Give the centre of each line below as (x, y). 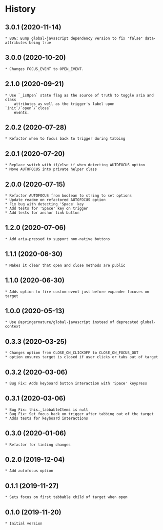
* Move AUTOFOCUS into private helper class (51, 169)
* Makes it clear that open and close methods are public (65, 265)
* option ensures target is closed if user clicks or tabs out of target (82, 357)
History (20, 9)
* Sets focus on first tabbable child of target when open (66, 497)
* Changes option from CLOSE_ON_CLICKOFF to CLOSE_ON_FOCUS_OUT (72, 353)
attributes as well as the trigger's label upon (64, 104)
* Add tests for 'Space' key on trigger (47, 209)
